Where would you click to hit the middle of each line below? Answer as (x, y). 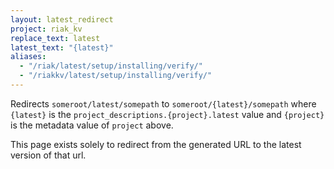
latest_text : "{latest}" (62, 47)
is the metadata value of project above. (92, 125)
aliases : (28, 57)
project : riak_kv (46, 29)
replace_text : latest (55, 38)
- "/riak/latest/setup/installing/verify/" (111, 66)
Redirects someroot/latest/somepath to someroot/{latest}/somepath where (163, 103)
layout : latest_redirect (62, 19)
